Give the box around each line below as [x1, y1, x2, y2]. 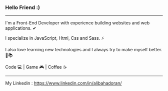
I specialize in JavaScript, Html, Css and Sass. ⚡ [5, 35, 104, 41]
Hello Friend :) [5, 4, 40, 11]
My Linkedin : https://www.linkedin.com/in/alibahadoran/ [5, 80, 122, 86]
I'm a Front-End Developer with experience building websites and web [5, 20, 150, 26]
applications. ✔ [5, 25, 36, 31]
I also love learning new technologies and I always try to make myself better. [5, 47, 162, 53]
